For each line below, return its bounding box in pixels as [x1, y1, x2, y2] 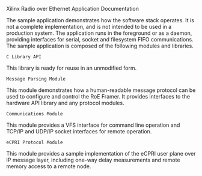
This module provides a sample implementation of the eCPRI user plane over [6, 150, 196, 157]
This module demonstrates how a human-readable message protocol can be [6, 86, 196, 94]
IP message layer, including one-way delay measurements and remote [6, 156, 180, 163]
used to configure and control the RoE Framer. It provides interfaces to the [6, 93, 191, 100]
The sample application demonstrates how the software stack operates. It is [6, 17, 194, 23]
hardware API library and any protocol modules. [6, 99, 124, 106]
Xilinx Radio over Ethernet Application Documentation [6, 5, 139, 12]
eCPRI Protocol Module [6, 139, 63, 145]
